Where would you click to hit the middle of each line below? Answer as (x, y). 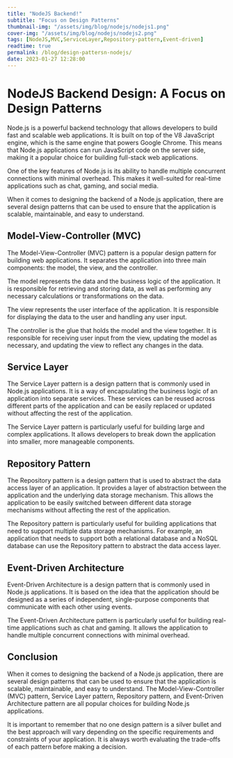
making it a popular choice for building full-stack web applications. (103, 157)
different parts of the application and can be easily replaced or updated (110, 406)
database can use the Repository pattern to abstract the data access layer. (114, 546)
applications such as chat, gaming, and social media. (83, 185)
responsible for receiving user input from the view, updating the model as (112, 338)
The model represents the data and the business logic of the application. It (114, 281)
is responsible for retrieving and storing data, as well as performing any (110, 288)
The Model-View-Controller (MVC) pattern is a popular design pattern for (112, 252)
